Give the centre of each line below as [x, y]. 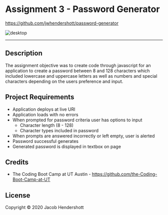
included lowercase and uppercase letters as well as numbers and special [81, 76]
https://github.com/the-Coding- [124, 174]
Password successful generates [45, 141]
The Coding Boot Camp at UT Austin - [51, 174]
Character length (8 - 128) [47, 125]
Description [24, 53]
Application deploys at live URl [44, 109]
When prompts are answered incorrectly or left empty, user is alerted [83, 136]
